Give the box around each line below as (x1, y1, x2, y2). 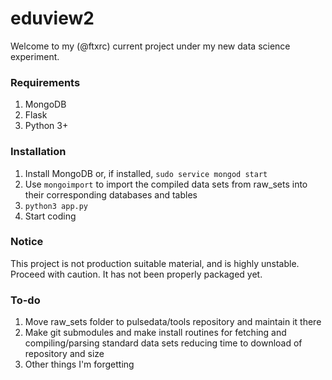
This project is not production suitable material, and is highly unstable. (10, 257, 300, 269)
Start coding (24, 210, 77, 222)
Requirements (10, 75, 81, 89)
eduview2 (10, 7, 95, 30)
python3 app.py (24, 201, 89, 211)
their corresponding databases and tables (24, 188, 198, 201)
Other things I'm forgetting (24, 358, 135, 371)
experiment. (10, 50, 60, 62)
